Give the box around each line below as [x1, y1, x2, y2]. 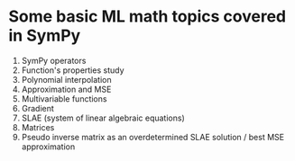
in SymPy [8, 25, 81, 46]
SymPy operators [21, 55, 87, 66]
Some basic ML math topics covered [8, 6, 286, 27]
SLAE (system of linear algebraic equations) [21, 112, 186, 123]
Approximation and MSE [21, 84, 112, 94]
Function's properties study [21, 65, 124, 76]
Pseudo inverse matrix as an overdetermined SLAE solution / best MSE [21, 131, 285, 142]
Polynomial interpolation [21, 74, 112, 85]
